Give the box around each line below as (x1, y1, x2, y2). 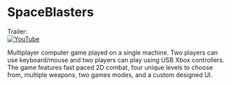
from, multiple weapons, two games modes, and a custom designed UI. (7, 71, 213, 79)
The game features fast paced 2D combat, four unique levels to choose (7, 63, 213, 71)
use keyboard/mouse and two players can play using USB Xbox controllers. (7, 55, 225, 64)
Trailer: (7, 27, 28, 36)
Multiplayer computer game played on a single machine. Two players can (7, 48, 218, 57)
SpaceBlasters (7, 4, 94, 20)
